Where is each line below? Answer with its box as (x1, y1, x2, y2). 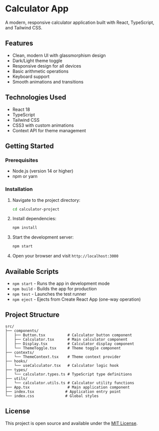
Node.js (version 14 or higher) (12, 168, 74, 174)
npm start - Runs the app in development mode (12, 280, 110, 286)
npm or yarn (12, 173, 38, 179)
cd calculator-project (12, 207, 60, 212)
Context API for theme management (12, 127, 86, 133)
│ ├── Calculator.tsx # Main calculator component (5, 337, 128, 342)
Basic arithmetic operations (12, 68, 69, 74)
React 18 (12, 106, 30, 112)
